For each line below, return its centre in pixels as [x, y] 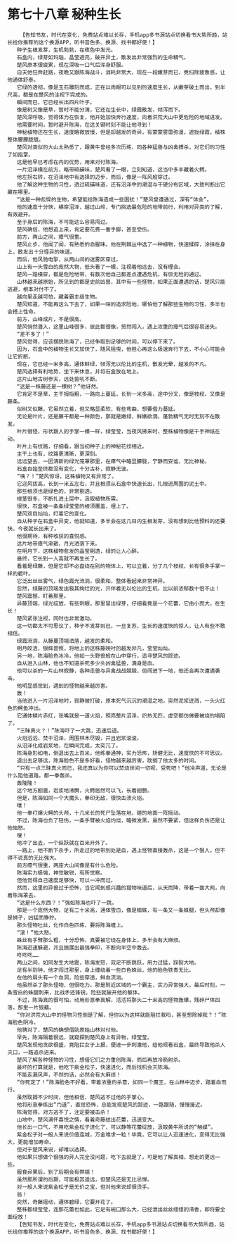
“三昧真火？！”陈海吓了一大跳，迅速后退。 [69, 730]
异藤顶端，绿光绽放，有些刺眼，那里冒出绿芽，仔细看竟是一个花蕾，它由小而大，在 [119, 603]
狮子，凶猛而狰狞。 [36, 917]
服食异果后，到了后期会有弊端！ [56, 1172]
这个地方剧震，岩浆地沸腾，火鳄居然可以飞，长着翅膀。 [85, 790]
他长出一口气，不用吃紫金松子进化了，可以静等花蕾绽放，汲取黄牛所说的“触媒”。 [116, 1127]
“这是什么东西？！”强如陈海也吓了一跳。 [67, 903]
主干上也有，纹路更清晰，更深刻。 [58, 454]
